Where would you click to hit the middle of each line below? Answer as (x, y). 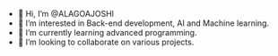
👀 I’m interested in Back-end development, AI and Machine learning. (143, 23)
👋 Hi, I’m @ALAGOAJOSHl (66, 14)
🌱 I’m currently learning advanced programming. (107, 32)
